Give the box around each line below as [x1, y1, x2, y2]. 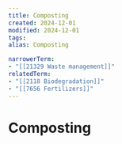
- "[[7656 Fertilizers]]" [8, 85, 93, 93]
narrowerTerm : [8, 55, 55, 63]
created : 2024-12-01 [8, 19, 77, 27]
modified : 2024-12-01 [8, 26, 80, 34]
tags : [8, 33, 26, 42]
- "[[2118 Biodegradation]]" [8, 77, 105, 85]
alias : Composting [8, 41, 69, 49]
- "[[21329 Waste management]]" [8, 63, 115, 71]
